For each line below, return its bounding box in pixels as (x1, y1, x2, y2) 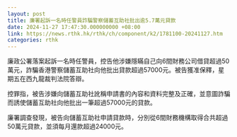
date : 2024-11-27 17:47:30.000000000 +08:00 (7, 23, 141, 30)
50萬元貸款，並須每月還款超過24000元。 (7, 122, 127, 131)
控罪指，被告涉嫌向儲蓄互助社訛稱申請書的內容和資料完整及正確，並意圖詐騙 (7, 90, 231, 98)
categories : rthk (7, 37, 59, 44)
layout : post (7, 10, 46, 18)
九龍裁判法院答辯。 (31, 75, 88, 83)
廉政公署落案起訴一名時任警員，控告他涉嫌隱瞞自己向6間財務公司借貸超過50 (7, 57, 230, 66)
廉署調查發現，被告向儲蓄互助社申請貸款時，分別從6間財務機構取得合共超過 (7, 114, 229, 122)
